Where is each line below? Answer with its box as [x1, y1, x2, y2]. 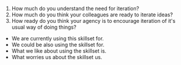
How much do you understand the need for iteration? [11, 5, 140, 12]
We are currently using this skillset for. [11, 35, 104, 42]
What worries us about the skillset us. [11, 54, 102, 60]
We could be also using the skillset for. [11, 41, 105, 48]
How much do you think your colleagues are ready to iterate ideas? [11, 11, 173, 18]
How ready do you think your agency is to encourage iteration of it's [11, 18, 176, 24]
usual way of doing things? [11, 23, 77, 30]
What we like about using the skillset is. [11, 47, 107, 54]
